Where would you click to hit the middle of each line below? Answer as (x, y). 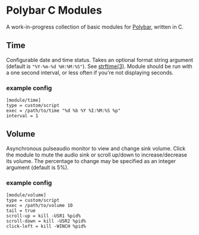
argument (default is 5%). (37, 167)
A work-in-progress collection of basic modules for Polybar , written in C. (95, 27)
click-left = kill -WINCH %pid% (46, 227)
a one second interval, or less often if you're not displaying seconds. (90, 73)
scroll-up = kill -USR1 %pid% (44, 216)
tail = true (21, 211)
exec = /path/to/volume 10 (40, 206)
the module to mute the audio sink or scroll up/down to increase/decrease (97, 155)
